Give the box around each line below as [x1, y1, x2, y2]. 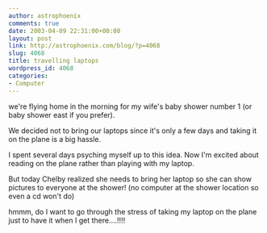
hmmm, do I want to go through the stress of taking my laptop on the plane [8, 206, 257, 216]
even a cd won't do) [8, 191, 75, 201]
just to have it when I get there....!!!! [8, 215, 126, 225]
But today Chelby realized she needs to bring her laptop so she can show [8, 174, 252, 184]
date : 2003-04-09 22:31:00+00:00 [8, 27, 121, 35]
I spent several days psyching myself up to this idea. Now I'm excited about [8, 150, 260, 160]
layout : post [8, 34, 52, 43]
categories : [8, 72, 48, 80]
